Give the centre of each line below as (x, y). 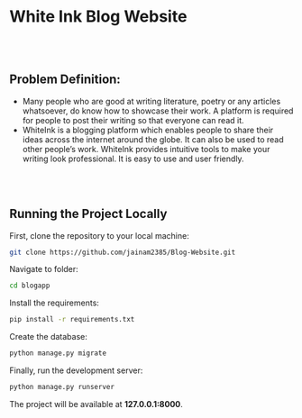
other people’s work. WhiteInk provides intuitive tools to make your (146, 149)
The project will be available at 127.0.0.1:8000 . (96, 404)
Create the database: (49, 337)
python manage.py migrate (58, 353)
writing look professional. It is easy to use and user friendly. (133, 159)
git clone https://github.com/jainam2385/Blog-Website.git (123, 252)
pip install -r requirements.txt (72, 320)
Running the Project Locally (88, 214)
